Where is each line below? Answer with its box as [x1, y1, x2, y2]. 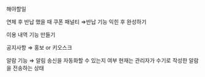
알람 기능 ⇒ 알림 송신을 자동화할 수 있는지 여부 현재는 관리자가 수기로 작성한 [6, 57, 188, 64]
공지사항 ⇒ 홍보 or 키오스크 [6, 44, 72, 51]
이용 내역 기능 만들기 [6, 31, 56, 38]
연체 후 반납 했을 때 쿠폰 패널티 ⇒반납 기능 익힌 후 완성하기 [6, 18, 147, 25]
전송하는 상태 [12, 64, 45, 72]
